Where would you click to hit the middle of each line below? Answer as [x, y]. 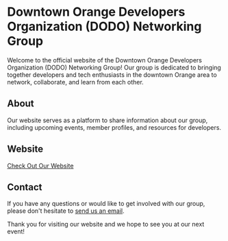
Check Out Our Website [40, 165]
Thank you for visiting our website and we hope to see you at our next [106, 225]
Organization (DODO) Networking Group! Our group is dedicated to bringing [114, 67]
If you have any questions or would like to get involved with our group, [106, 204]
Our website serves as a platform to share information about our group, [107, 120]
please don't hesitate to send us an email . [66, 211]
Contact [25, 187]
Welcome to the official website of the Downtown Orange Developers [104, 60]
